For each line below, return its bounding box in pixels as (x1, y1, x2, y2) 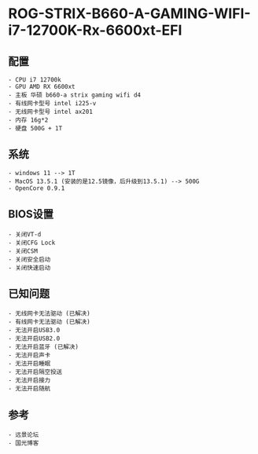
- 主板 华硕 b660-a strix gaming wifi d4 (8, 91, 142, 99)
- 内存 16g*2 (8, 116, 49, 124)
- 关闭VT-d (8, 230, 42, 238)
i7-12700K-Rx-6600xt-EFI (8, 21, 182, 39)
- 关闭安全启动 (8, 255, 51, 263)
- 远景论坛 (8, 431, 39, 439)
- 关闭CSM (8, 247, 38, 255)
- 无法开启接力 (8, 376, 51, 385)
